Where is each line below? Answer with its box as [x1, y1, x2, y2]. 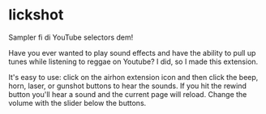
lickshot [8, 6, 64, 24]
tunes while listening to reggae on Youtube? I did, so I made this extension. [8, 57, 259, 66]
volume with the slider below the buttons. [8, 98, 147, 108]
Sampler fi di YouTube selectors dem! [8, 32, 134, 42]
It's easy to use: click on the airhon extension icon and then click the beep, [8, 72, 259, 82]
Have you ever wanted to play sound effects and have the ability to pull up [8, 48, 256, 57]
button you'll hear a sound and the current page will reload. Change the [8, 89, 247, 99]
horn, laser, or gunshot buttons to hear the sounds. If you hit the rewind [8, 81, 247, 91]
